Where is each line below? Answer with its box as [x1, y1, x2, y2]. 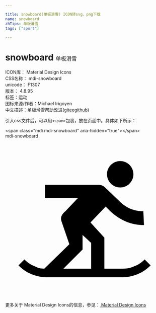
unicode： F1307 [5, 82, 40, 88]
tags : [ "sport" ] [5, 26, 39, 31]
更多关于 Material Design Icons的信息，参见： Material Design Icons [5, 302, 146, 308]
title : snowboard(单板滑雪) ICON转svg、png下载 [5, 12, 101, 17]
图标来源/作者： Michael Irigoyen [5, 101, 72, 107]
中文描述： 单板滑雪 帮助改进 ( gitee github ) [5, 107, 90, 113]
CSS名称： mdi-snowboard [5, 75, 62, 82]
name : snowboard [5, 16, 39, 22]
